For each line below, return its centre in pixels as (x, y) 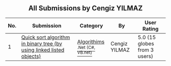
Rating (150, 29)
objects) (31, 56)
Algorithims (91, 41)
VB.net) (85, 52)
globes (146, 43)
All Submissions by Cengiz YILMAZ (85, 8)
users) (146, 56)
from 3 (146, 50)
